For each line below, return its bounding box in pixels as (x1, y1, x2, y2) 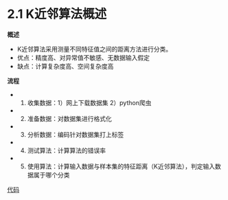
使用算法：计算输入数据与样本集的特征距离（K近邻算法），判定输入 (27, 162, 215, 170)
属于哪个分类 (33, 170, 70, 179)
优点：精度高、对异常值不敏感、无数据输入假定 (16, 53, 150, 62)
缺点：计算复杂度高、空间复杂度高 (16, 62, 114, 70)
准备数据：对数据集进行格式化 (27, 114, 112, 122)
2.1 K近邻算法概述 (7, 6, 107, 22)
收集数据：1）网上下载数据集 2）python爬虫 (27, 98, 152, 107)
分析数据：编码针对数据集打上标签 (27, 130, 124, 138)
